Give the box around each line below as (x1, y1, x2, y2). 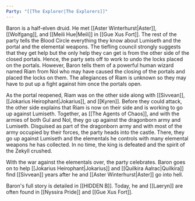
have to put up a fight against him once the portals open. (6, 80, 142, 87)
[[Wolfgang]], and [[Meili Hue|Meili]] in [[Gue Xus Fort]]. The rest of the (6, 30, 177, 38)
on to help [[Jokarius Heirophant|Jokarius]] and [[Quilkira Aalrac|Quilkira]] (6, 164, 185, 172)
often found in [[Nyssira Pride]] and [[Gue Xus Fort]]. (6, 188, 133, 195)
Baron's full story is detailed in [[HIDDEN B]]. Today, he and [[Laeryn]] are (6, 182, 183, 189)
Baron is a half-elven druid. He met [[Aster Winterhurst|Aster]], (6, 24, 157, 31)
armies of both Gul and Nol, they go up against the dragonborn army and (6, 116, 181, 123)
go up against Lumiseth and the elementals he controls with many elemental (6, 135, 189, 142)
